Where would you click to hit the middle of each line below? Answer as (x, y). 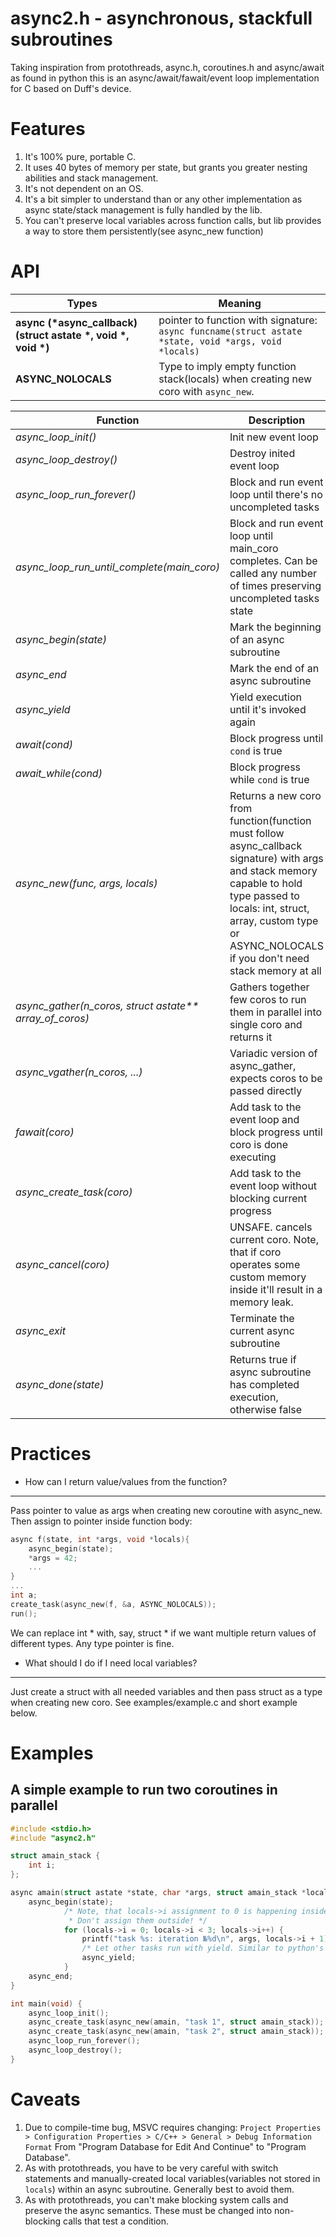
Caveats (45, 2099)
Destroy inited (262, 453)
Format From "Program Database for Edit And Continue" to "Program (165, 2146)
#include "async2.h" (53, 1838)
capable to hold (266, 883)
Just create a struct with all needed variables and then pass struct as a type (166, 1691)
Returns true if (263, 1359)
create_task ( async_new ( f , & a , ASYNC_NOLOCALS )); (113, 1604)
